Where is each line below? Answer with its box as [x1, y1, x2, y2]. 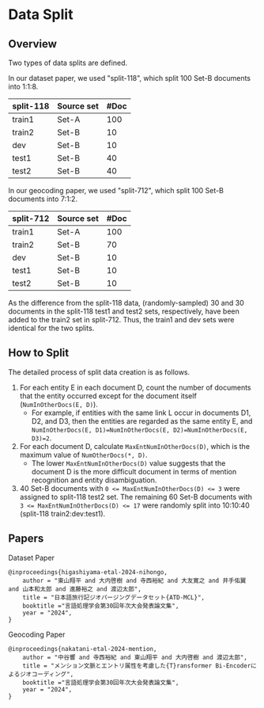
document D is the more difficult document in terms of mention [31, 466, 237, 476]
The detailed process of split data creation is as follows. [8, 367, 190, 377]
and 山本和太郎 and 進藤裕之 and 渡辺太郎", [8, 584, 142, 593]
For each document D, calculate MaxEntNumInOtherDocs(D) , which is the [19, 441, 251, 451]
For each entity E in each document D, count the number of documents [19, 383, 251, 392]
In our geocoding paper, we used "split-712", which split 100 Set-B [8, 186, 224, 195]
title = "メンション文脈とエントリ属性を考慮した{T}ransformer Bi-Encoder [22, 661, 251, 670]
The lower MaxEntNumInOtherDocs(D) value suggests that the [31, 458, 226, 468]
